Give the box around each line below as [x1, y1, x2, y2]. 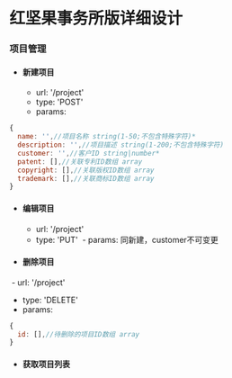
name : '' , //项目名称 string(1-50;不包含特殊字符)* [17, 132, 196, 141]
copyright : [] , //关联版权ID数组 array [17, 166, 155, 175]
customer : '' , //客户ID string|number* [17, 148, 160, 157]
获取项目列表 [22, 358, 70, 369]
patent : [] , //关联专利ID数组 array [17, 157, 143, 166]
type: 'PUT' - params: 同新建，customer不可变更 [35, 234, 219, 245]
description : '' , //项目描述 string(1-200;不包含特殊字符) [17, 140, 225, 149]
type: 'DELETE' [22, 294, 78, 305]
